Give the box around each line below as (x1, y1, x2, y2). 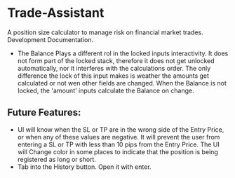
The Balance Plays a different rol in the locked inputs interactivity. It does (17, 49, 229, 57)
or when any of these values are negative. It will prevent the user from (17, 132, 220, 141)
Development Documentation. (7, 35, 93, 43)
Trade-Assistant (7, 5, 105, 21)
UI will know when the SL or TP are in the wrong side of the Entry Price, (17, 125, 224, 134)
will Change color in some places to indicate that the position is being (17, 147, 219, 156)
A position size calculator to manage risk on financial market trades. (7, 28, 203, 36)
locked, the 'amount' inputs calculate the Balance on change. (17, 86, 194, 95)
